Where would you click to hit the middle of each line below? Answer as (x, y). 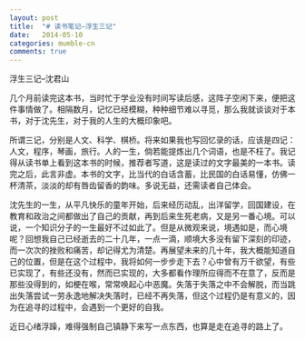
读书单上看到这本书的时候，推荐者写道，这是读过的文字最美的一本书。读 (160, 163)
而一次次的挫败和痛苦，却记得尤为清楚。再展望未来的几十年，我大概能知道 (148, 250)
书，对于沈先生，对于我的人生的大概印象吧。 (93, 121)
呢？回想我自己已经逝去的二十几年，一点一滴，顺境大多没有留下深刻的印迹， (152, 239)
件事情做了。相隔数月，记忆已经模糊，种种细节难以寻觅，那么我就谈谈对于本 (152, 109)
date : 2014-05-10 (46, 35)
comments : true (38, 52)
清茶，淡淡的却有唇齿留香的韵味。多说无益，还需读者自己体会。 (136, 185)
